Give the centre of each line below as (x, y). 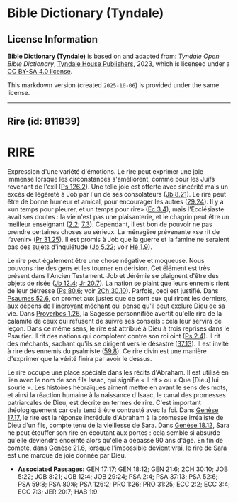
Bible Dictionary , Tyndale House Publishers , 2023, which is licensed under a (119, 64)
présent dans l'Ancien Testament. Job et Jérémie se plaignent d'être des (113, 276)
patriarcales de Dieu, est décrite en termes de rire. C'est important (104, 403)
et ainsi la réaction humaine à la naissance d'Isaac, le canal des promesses (117, 395)
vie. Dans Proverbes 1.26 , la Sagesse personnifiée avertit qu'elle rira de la (115, 314)
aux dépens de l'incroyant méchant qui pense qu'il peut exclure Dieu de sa (116, 306)
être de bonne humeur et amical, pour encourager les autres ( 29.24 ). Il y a (116, 202)
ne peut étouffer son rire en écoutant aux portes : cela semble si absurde (114, 433)
